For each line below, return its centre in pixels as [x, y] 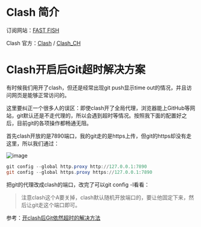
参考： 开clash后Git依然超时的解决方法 [53, 217]
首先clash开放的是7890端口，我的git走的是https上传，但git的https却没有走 [99, 136]
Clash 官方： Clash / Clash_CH [43, 43]
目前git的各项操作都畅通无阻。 [54, 123]
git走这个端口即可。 [56, 205]
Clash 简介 [33, 12]
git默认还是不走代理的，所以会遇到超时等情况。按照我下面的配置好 [99, 115]
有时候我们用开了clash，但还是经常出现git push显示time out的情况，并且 [97, 88]
